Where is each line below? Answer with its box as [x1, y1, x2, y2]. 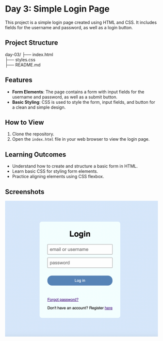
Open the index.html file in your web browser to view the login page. [12, 136, 150, 142]
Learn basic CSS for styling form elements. [12, 168, 98, 174]
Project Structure [5, 39, 58, 47]
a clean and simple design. [12, 104, 66, 110]
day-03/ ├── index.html [5, 51, 53, 57]
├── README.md [5, 62, 41, 67]
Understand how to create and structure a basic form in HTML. [12, 163, 138, 169]
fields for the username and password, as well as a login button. [5, 24, 133, 30]
